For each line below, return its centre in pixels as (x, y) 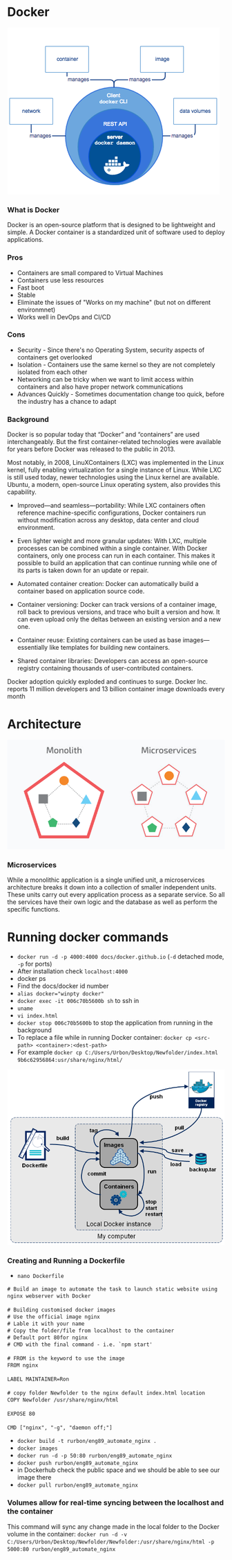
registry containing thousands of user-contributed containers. (105, 668)
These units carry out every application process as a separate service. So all (116, 895)
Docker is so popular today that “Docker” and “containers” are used (104, 434)
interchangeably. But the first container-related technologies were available (114, 442)
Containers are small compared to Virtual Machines (90, 273)
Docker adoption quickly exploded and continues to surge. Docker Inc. (108, 682)
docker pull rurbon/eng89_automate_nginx (77, 1486)
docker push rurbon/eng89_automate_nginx (77, 1463)
